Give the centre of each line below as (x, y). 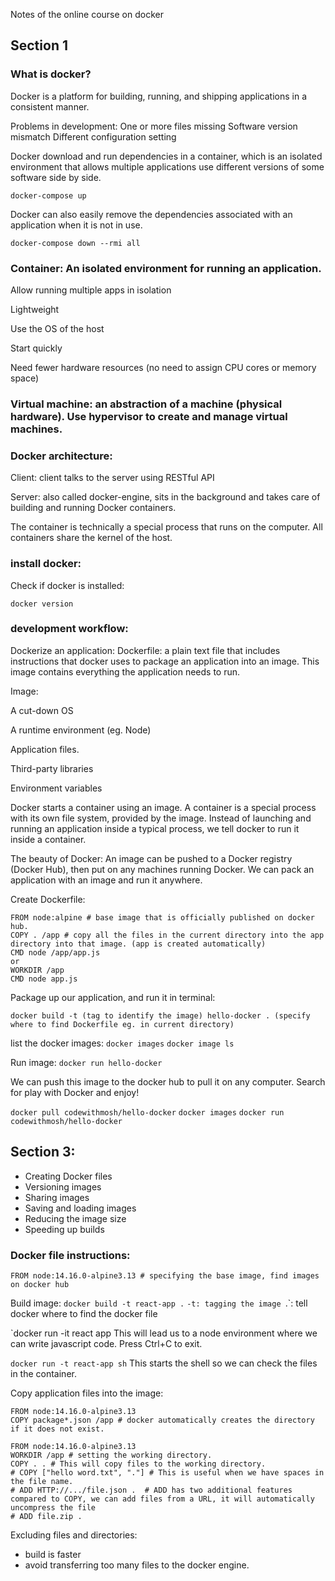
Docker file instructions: (70, 1255)
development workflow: (69, 629)
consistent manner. (50, 106)
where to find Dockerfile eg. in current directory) (122, 1024)
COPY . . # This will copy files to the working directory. (138, 1464)
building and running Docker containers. (93, 508)
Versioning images (63, 1186)
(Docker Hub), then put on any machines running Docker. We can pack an (162, 869)
